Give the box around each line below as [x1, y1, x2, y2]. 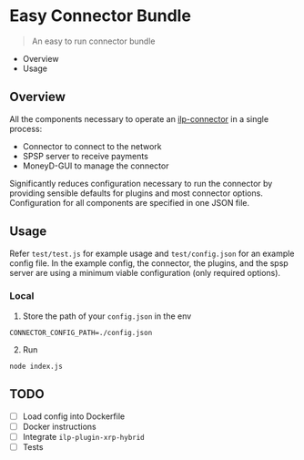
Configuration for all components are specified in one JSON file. [9, 197, 250, 208]
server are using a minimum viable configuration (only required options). [9, 267, 280, 278]
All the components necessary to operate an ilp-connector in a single [9, 113, 269, 124]
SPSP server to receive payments [22, 150, 148, 161]
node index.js [9, 362, 64, 371]
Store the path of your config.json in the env [22, 311, 192, 322]
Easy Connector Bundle [9, 5, 191, 26]
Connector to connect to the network [22, 140, 162, 151]
